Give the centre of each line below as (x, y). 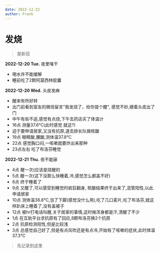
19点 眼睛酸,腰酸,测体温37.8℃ (42, 137)
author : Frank (19, 14)
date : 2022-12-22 (22, 9)
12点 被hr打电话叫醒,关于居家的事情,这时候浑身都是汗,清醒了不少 (76, 212)
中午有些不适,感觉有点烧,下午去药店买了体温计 (58, 119)
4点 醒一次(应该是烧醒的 (36, 170)
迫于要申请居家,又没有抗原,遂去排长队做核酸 (56, 131)
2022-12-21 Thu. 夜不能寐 (31, 160)
